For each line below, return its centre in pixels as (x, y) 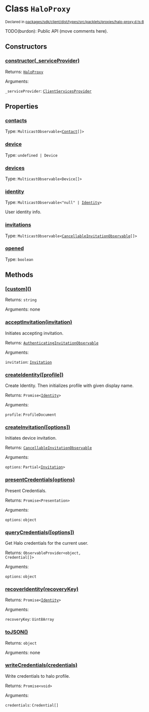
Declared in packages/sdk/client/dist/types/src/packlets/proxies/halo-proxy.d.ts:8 (74, 22)
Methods (19, 275)
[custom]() (18, 289)
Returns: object (21, 643)
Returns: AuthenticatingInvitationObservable (52, 342)
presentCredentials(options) (40, 480)
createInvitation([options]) (38, 427)
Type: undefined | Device (31, 155)
